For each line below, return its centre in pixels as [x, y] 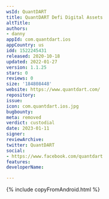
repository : [21, 95]
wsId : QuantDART [26, 12]
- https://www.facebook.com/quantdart [54, 156]
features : [19, 162]
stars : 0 [17, 73]
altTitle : [19, 23]
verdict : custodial [31, 123]
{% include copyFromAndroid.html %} [53, 189]
